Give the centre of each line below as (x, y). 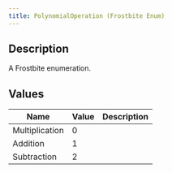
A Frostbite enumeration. (50, 68)
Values (26, 94)
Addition (28, 144)
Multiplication (39, 131)
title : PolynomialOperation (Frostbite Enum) (86, 16)
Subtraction (35, 157)
